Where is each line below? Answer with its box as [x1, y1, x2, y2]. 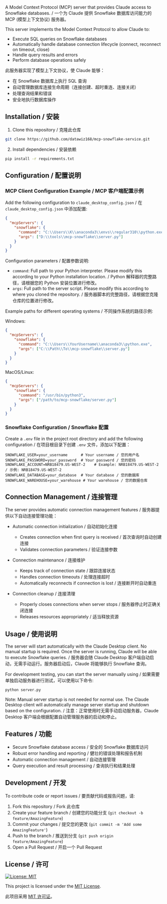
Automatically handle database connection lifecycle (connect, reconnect [12, 41, 161, 47]
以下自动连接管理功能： [9, 513, 58, 519]
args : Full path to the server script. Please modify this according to [12, 286, 149, 292]
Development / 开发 [5, 779, 67, 787]
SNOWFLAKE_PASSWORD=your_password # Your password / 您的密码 [5, 457, 136, 462]
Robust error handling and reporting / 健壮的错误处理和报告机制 [12, 750, 143, 756]
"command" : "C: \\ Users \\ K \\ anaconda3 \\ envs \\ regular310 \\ [18, 229, 141, 234]
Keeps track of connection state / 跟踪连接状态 [19, 567, 116, 574]
